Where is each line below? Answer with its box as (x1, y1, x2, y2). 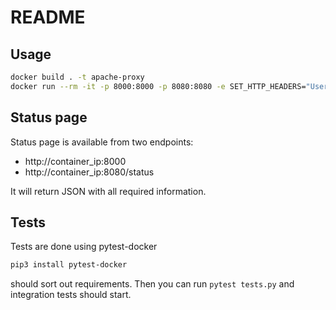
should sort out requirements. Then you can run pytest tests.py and (10, 278, 295, 290)
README (10, 6, 86, 29)
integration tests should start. (10, 289, 132, 301)
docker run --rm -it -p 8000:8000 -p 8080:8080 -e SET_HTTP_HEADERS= (10, 81, 307, 91)
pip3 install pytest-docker (10, 260, 128, 270)
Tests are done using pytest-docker (10, 241, 158, 253)
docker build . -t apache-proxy (10, 72, 145, 82)
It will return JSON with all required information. (10, 185, 207, 197)
